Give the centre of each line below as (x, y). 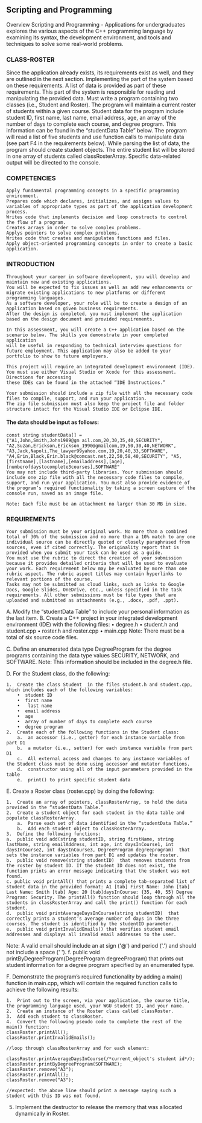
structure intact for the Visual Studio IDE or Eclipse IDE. (85, 409)
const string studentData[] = (44, 435)
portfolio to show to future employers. (58, 356)
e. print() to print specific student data (74, 780)
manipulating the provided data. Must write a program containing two (92, 99)
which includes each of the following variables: (70, 690)
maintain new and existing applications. (59, 282)
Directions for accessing (39, 377)
